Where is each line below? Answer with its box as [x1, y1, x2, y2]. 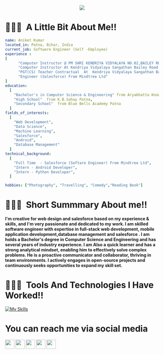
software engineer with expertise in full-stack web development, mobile [5, 226, 155, 232]
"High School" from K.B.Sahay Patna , [14, 97, 93, 102]
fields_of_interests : [5, 110, 49, 116]
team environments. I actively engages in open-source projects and [5, 257, 145, 263]
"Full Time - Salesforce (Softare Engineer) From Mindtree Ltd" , [14, 160, 152, 166]
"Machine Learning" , [14, 128, 56, 134]
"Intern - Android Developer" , [14, 165, 78, 170]
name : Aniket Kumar [5, 38, 45, 43]
